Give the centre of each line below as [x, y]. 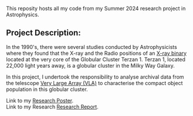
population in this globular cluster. [47, 89]
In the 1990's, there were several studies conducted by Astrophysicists [92, 47]
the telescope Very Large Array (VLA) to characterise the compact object [94, 83]
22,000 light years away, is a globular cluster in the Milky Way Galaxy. [90, 65]
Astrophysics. [23, 15]
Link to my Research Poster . [40, 100]
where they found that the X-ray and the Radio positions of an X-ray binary [96, 53]
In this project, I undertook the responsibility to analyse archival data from [95, 77]
